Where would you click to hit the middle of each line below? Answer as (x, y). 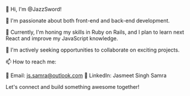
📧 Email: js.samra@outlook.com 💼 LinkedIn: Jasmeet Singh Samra (86, 75)
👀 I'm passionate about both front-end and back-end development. (88, 20)
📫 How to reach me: (31, 62)
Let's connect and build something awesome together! (73, 87)
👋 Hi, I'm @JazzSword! (34, 9)
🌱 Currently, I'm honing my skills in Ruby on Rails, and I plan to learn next (95, 32)
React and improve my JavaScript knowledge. (62, 38)
